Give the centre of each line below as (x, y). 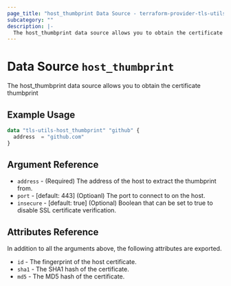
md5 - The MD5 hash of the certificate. (71, 276)
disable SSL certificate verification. (67, 210)
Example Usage (41, 114)
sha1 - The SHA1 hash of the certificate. (73, 269)
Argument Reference (53, 165)
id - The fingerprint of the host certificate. (77, 262)
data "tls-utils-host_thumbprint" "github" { (73, 131)
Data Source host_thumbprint (91, 67)
